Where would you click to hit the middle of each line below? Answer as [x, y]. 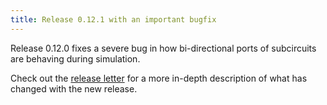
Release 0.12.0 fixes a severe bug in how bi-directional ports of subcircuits [163, 48]
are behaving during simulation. [75, 58]
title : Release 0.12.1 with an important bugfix [113, 19]
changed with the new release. [74, 88]
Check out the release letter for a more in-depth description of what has [159, 78]
